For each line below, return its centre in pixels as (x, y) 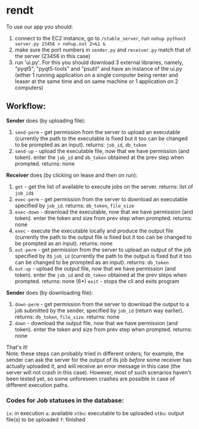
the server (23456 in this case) (53, 56)
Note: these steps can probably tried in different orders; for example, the (95, 353)
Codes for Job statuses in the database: (65, 400)
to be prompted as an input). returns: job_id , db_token (81, 144)
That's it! (17, 347)
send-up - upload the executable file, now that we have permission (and (102, 151)
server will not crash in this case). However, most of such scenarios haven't (99, 372)
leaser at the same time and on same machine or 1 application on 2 (97, 81)
